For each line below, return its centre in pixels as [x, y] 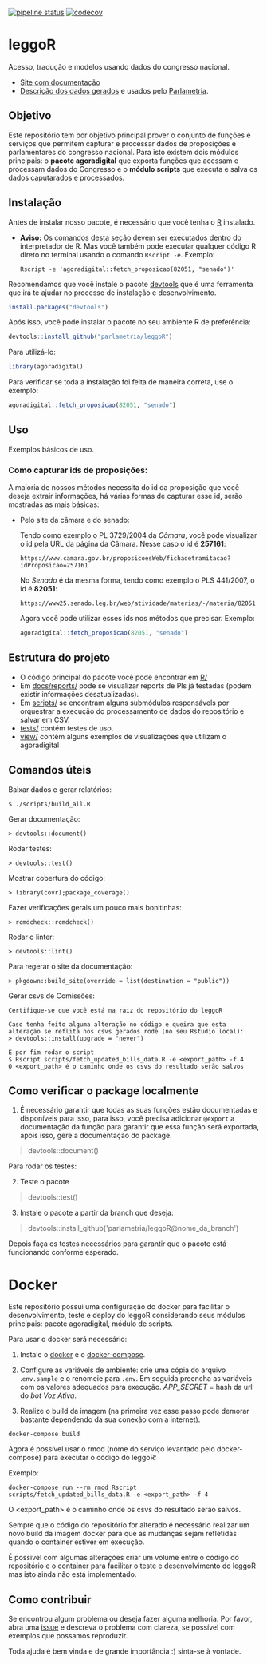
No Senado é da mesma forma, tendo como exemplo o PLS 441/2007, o [137, 580]
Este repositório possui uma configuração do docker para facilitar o [119, 1307]
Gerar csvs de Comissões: [52, 996]
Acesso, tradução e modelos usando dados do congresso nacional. [119, 66]
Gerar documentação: [44, 818]
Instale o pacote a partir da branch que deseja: [96, 1213]
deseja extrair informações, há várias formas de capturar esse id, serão [126, 496]
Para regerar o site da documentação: [71, 966]
